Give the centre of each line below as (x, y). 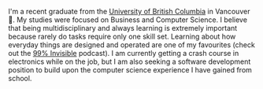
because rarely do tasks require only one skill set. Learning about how (122, 36)
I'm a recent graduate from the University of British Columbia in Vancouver (129, 11)
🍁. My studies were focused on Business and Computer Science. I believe (128, 20)
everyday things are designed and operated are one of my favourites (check (132, 45)
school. (20, 78)
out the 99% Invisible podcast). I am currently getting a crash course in (124, 53)
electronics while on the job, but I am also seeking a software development (130, 61)
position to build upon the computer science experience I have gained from (130, 70)
